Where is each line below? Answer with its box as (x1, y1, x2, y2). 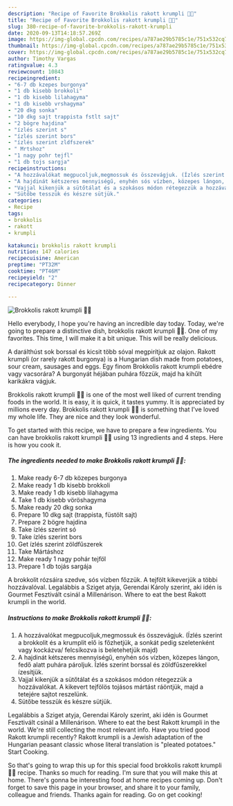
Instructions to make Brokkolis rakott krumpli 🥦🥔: (8, 614, 152, 622)
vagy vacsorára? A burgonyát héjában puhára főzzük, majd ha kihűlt (8, 369, 203, 378)
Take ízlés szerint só (17, 525, 77, 534)
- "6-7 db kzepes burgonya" (8, 81, 89, 88)
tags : (8, 210, 24, 217)
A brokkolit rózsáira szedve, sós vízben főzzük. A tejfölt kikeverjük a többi (8, 576, 218, 584)
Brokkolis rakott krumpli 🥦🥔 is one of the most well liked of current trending (8, 390, 221, 399)
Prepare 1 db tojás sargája (17, 563, 92, 571)
